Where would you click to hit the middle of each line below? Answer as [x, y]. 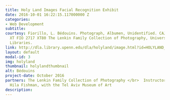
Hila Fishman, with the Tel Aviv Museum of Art [61, 85]
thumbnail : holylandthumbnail [37, 66]
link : [11, 47]
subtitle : [16, 29]
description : [19, 90]
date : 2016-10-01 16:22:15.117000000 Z [47, 15]
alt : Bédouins [20, 71]
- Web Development [25, 24]
